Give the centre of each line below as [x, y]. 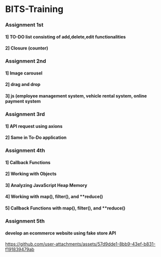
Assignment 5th [25, 221]
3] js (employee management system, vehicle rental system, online [76, 96]
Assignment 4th [25, 150]
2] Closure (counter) [27, 48]
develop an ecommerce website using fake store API [61, 233]
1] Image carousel [24, 73]
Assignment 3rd [25, 114]
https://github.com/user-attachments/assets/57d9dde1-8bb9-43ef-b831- [80, 244]
